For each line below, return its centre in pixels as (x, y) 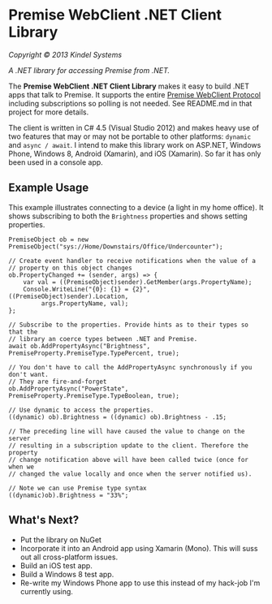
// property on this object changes (70, 268)
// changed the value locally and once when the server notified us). (130, 474)
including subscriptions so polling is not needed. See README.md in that (130, 103)
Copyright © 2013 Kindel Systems (65, 54)
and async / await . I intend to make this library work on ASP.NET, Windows (135, 145)
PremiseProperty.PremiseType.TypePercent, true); (94, 353)
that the (23, 332)
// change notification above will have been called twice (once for (129, 459)
